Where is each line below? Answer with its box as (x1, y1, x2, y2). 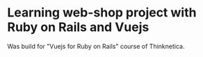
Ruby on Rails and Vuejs (7, 19, 149, 35)
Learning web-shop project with (7, 5, 197, 21)
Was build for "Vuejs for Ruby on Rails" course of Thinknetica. (7, 42, 185, 50)
